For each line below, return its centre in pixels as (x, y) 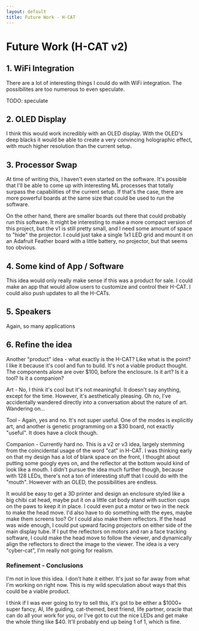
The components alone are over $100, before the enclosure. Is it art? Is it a (97, 371)
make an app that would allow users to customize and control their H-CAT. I (99, 286)
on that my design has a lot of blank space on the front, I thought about (93, 457)
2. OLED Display (36, 119)
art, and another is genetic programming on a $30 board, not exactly (90, 426)
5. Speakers (29, 312)
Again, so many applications (41, 326)
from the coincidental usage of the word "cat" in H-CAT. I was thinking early (99, 450)
